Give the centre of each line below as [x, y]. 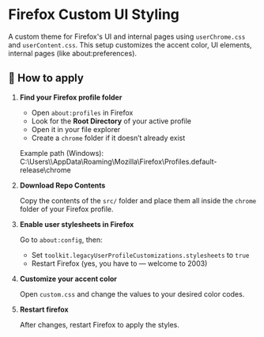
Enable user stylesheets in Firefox [77, 224]
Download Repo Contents [62, 185]
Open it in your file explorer [76, 129]
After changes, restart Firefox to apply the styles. [100, 324]
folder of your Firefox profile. [66, 209]
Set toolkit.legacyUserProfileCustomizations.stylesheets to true [140, 255]
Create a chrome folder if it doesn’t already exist [108, 138]
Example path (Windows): [62, 153]
